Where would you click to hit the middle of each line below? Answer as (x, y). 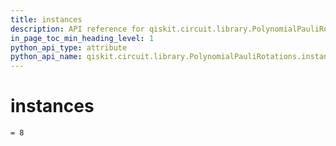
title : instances (46, 19)
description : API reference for (77, 29)
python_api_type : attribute (69, 47)
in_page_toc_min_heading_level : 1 (82, 38)
